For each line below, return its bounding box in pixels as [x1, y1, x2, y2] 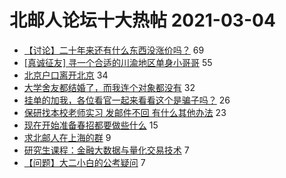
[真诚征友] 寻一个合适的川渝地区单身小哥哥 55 [23, 56, 213, 68]
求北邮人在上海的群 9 [23, 131, 112, 143]
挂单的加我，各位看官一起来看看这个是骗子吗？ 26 [23, 94, 231, 106]
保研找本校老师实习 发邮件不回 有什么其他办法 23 [23, 106, 227, 118]
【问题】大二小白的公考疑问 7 [23, 156, 146, 168]
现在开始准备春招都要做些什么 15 [23, 119, 159, 131]
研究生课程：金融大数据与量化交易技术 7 [23, 144, 190, 156]
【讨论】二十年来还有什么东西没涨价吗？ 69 [23, 44, 205, 56]
